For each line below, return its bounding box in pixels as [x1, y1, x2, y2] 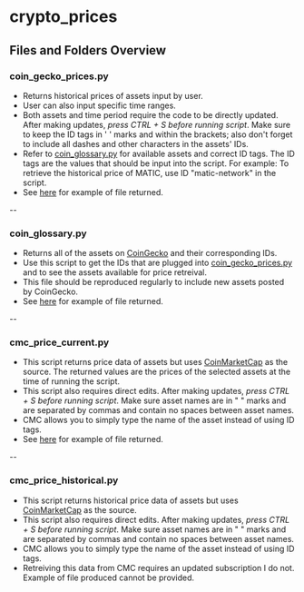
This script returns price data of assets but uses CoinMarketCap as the [22, 357, 289, 368]
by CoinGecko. [22, 286, 79, 297]
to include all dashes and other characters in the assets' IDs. [22, 138, 250, 149]
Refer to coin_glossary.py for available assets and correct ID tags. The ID [22, 148, 295, 159]
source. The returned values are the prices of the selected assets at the [22, 366, 291, 378]
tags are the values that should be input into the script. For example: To [22, 157, 289, 169]
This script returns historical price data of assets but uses [22, 495, 239, 506]
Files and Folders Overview [9, 43, 166, 58]
